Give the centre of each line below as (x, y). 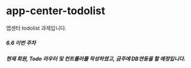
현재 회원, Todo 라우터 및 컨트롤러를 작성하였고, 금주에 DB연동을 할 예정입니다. (96, 59)
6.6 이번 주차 (21, 43)
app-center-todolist (56, 11)
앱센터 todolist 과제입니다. (36, 28)
